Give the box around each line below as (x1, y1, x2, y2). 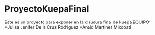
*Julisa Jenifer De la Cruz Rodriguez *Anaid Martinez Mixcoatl (4, 24, 131, 30)
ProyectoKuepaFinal (4, 3, 89, 14)
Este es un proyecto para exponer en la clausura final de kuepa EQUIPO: (4, 19, 151, 25)
